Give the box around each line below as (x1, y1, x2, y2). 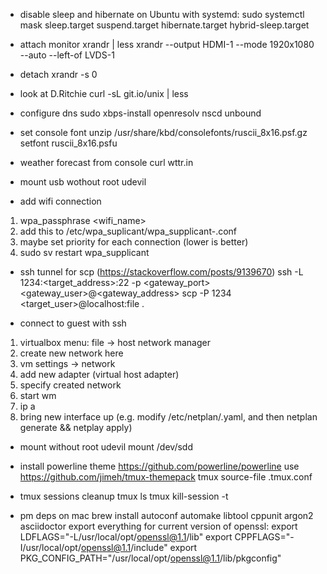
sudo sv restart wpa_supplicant (19, 247, 150, 258)
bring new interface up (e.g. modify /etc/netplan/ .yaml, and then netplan (19, 411, 318, 423)
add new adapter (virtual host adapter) (19, 369, 180, 380)
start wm (19, 390, 57, 401)
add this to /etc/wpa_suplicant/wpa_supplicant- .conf (19, 225, 238, 237)
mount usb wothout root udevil (19, 176, 147, 188)
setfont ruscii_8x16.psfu (19, 137, 118, 149)
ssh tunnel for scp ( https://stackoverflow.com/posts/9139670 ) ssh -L (19, 266, 304, 278)
